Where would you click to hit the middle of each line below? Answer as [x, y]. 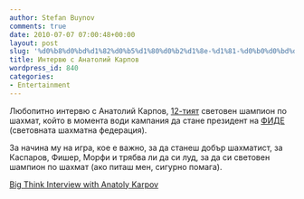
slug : [19, 52]
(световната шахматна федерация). [78, 130]
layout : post [34, 43]
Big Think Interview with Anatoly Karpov [84, 184]
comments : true [38, 26]
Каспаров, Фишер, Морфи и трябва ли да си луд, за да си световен [140, 157]
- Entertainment [40, 85]
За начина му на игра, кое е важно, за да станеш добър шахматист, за [146, 147]
